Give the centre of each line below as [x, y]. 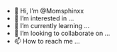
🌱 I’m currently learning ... [52, 26]
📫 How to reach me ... [47, 41]
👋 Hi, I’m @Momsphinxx [49, 11]
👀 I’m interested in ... [44, 18]
